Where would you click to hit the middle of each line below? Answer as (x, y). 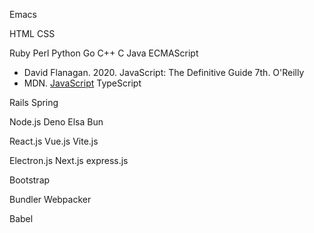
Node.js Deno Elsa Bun (56, 122)
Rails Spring (34, 102)
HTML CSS (32, 33)
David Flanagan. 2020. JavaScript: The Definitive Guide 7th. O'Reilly (164, 72)
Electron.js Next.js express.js (69, 160)
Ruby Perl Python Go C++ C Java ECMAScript (104, 53)
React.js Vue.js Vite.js (54, 141)
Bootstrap (30, 180)
